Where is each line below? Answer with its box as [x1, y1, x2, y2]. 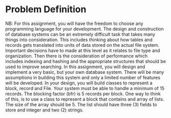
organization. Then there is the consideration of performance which [5, 52, 148, 59]
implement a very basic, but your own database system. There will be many [5, 69, 164, 75]
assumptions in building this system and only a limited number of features [5, 74, 161, 80]
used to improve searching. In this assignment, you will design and [5, 64, 145, 70]
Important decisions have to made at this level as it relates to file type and [5, 47, 160, 53]
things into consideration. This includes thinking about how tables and [5, 37, 153, 43]
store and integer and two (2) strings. [5, 107, 84, 113]
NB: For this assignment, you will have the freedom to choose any [5, 20, 143, 26]
